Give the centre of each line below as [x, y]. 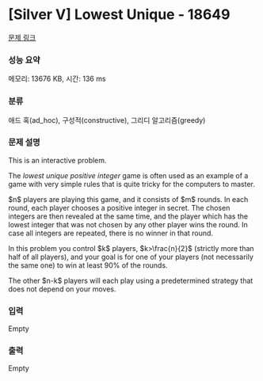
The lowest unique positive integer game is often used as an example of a [128, 175]
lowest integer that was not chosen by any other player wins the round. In [128, 224]
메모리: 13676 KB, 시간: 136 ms [57, 79]
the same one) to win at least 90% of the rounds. [88, 265]
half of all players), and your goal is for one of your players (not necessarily [131, 257]
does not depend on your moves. [62, 289]
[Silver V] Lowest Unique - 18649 [119, 15]
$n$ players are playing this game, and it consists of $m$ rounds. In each [128, 199]
